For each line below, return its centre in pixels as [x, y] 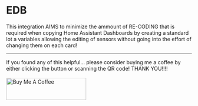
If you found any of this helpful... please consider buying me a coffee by [93, 62]
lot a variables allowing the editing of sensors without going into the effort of [99, 39]
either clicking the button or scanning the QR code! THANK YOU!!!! [87, 68]
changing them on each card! [42, 45]
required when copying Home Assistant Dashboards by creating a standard [98, 32]
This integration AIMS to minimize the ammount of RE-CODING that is [90, 26]
